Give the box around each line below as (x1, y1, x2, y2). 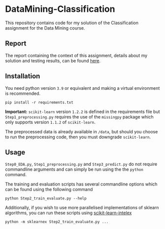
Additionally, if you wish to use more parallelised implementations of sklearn (5, 205, 159, 211)
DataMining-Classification (5, 3, 115, 15)
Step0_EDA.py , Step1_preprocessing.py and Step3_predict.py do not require (5, 161, 158, 167)
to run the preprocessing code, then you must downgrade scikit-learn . (5, 134, 151, 140)
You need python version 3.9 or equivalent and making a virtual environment (5, 85, 160, 91)
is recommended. (5, 90, 41, 96)
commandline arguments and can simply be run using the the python (5, 166, 143, 172)
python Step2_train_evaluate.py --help (5, 196, 87, 201)
